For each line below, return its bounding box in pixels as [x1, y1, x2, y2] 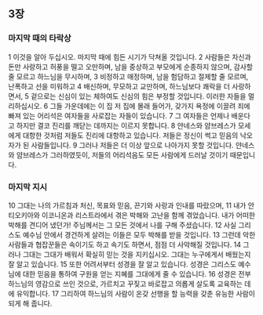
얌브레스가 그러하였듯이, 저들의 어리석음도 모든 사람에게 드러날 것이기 [16, 150, 228, 159]
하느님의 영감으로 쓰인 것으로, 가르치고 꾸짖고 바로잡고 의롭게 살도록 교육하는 [8, 279, 243, 288]
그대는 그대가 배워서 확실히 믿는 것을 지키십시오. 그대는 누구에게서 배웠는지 [22, 249, 251, 259]
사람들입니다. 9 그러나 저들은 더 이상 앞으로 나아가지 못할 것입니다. [31, 140, 234, 150]
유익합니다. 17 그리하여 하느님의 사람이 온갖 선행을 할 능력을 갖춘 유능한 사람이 [16, 288, 255, 298]
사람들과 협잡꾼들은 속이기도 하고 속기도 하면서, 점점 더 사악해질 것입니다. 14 [8, 240, 242, 249]
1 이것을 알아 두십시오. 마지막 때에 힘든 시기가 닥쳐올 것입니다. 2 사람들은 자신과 [8, 52, 251, 61]
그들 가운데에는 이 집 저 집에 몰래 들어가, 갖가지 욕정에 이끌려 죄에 [49, 101, 250, 110]
